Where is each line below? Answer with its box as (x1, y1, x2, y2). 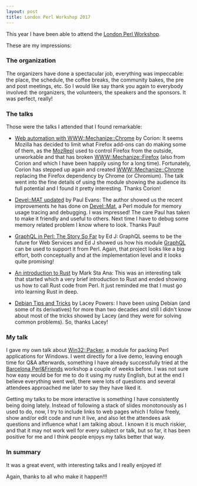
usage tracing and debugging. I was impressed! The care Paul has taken (14, 209, 190, 216)
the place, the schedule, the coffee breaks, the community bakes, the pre (6, 76, 184, 83)
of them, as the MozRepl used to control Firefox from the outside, (14, 147, 173, 154)
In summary (6, 448, 41, 456)
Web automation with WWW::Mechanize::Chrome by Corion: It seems (14, 135, 183, 142)
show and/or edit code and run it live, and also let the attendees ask (6, 415, 171, 422)
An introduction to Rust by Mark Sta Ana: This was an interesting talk (14, 269, 181, 276)
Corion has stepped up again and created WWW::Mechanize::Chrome (14, 166, 184, 173)
